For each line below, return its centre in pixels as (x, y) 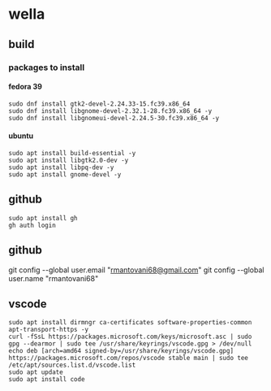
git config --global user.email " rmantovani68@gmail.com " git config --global (136, 270)
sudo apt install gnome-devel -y (65, 174)
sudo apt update (36, 372)
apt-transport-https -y (49, 330)
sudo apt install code (47, 380)
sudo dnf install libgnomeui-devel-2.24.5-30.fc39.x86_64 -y (114, 118)
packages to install (47, 67)
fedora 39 (26, 87)
